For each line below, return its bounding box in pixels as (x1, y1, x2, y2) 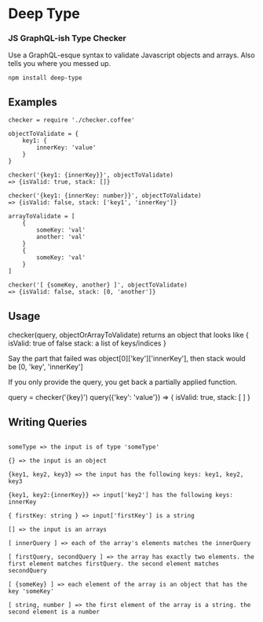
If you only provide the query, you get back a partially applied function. (8, 378, 238, 387)
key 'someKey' (8, 587, 55, 595)
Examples (8, 95, 57, 108)
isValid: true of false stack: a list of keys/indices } (8, 338, 166, 348)
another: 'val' (36, 233, 86, 241)
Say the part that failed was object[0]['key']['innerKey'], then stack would (8, 354, 246, 364)
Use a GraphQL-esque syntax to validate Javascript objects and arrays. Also (8, 50, 255, 60)
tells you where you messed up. (8, 59, 111, 68)
